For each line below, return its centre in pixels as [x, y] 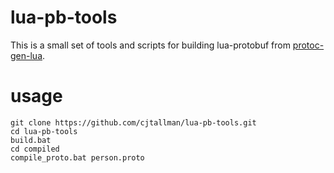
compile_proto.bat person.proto [77, 157]
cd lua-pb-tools [44, 131]
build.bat [31, 140]
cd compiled [35, 149]
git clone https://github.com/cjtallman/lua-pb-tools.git [133, 122]
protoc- [308, 45]
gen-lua [26, 55]
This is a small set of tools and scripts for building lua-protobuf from [150, 45]
